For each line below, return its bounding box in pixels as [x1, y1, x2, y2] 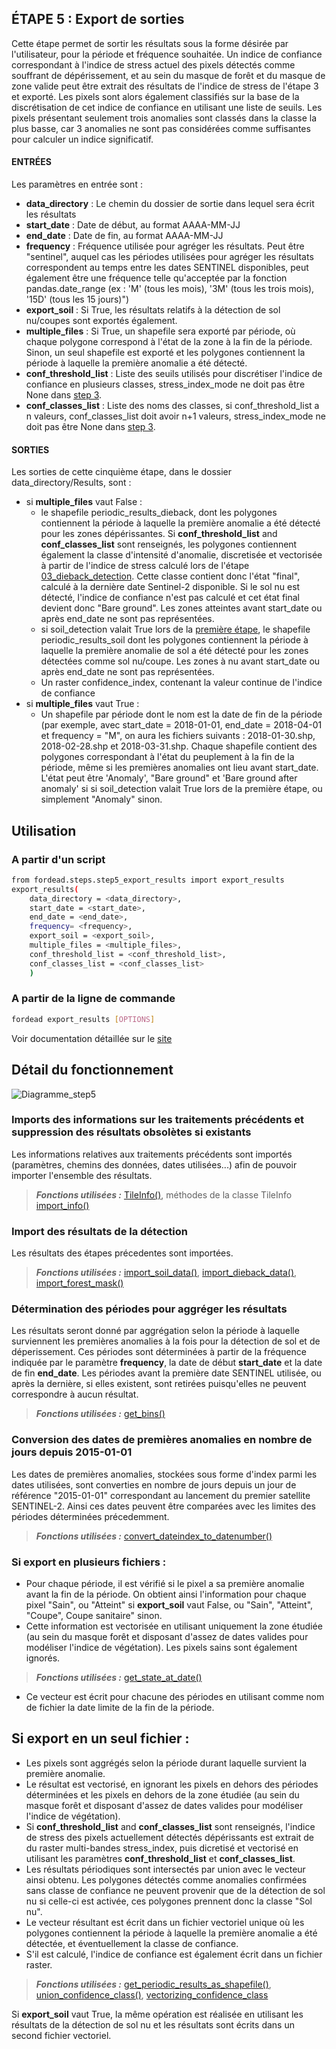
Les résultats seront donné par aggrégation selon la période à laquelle [11, 1325, 300, 1337]
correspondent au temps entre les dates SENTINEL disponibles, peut [25, 262, 309, 274]
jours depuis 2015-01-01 [11, 1445, 133, 1459]
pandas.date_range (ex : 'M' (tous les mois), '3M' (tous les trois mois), [25, 283, 315, 295]
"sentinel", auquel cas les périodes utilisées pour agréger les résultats [25, 251, 314, 263]
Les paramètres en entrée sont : [11, 178, 143, 191]
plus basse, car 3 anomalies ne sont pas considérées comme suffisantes [11, 122, 311, 134]
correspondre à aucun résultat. [11, 1388, 139, 1401]
